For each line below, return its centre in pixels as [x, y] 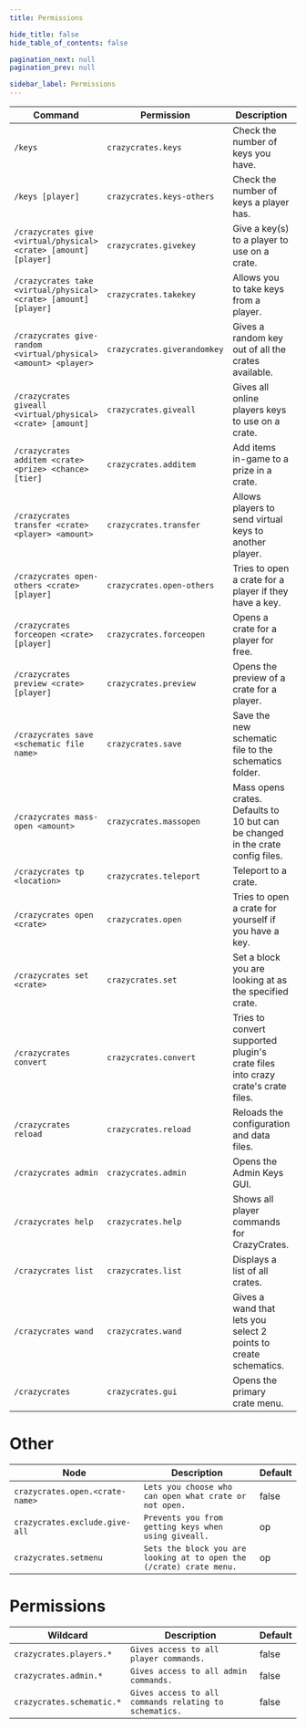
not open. [165, 1505]
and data [251, 1135]
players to [253, 508]
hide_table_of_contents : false [69, 43]
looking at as [260, 980]
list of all [250, 1271]
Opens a [250, 617]
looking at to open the [195, 1557]
